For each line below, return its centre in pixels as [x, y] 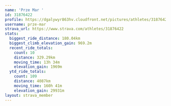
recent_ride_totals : [31, 48]
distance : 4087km [32, 81]
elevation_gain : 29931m [39, 90]
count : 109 [26, 76]
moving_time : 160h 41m [38, 86]
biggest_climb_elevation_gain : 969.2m [51, 43]
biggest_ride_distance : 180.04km [45, 39]
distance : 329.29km [35, 57]
